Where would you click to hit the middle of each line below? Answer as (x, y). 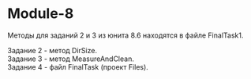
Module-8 (41, 14)
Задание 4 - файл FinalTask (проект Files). (78, 66)
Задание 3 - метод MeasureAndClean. (71, 59)
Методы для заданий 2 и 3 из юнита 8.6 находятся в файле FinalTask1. (126, 35)
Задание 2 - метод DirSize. (52, 50)
